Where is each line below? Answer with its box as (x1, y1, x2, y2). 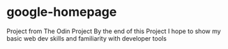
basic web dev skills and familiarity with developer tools (6, 34, 167, 42)
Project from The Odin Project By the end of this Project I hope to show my (6, 27, 221, 35)
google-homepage (6, 4, 117, 20)
